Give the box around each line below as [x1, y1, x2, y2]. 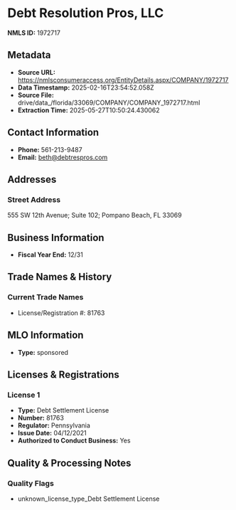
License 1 [7, 390, 41, 400]
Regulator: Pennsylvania [17, 421, 91, 430]
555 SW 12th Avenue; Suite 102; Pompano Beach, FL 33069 [7, 211, 183, 220]
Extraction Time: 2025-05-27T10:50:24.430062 [17, 105, 160, 115]
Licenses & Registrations [7, 368, 119, 381]
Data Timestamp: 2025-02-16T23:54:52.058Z [17, 83, 154, 92]
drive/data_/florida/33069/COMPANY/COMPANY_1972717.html [17, 98, 200, 107]
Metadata [7, 49, 51, 61]
